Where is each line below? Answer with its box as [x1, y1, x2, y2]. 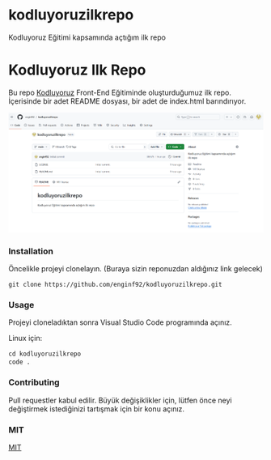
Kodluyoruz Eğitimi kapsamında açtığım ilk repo [8, 32, 166, 42]
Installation [8, 245, 54, 257]
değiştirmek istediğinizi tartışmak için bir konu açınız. [8, 403, 184, 414]
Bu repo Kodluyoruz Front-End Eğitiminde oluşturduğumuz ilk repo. [8, 87, 232, 97]
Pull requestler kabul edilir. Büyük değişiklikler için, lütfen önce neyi [8, 395, 232, 405]
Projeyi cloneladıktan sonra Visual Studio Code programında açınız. [8, 317, 232, 327]
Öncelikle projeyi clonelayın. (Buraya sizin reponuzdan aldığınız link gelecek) [8, 264, 263, 274]
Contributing [8, 377, 60, 388]
